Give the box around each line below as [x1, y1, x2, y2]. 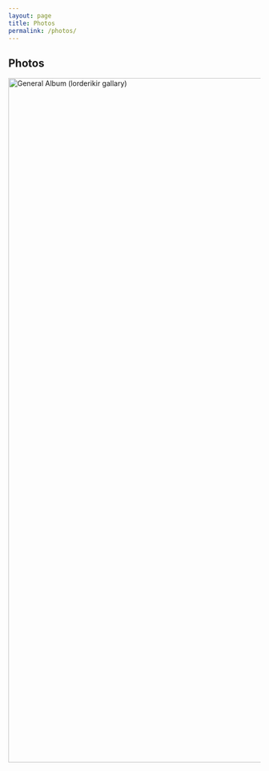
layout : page [8, 11, 52, 20]
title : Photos [8, 19, 56, 27]
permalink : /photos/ [8, 26, 78, 34]
